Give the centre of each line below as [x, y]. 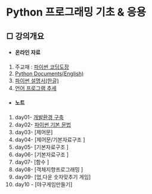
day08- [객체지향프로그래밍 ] [49, 169]
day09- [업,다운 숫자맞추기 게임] [53, 177]
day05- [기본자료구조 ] [41, 147]
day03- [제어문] [34, 132]
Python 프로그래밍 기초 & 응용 [76, 12]
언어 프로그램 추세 [35, 88]
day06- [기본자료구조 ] [42, 154]
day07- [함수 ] [32, 162]
